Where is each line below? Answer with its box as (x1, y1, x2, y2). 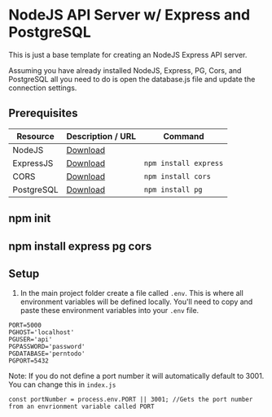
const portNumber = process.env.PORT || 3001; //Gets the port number (8, 396, 253, 404)
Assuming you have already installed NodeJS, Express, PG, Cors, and (8, 65, 242, 75)
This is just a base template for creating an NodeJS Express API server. (8, 50, 248, 59)
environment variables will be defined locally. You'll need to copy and (20, 297, 253, 306)
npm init (8, 211, 51, 225)
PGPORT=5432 (8, 357, 49, 365)
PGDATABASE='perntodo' (8, 350, 86, 358)
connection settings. (8, 83, 77, 93)
